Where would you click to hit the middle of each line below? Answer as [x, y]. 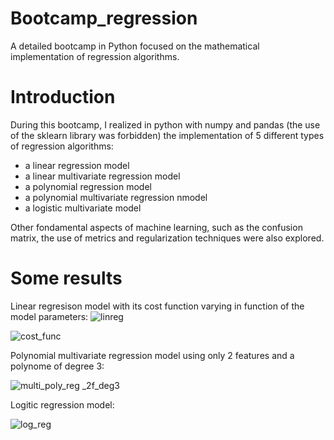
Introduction [63, 97]
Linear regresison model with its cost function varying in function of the [157, 306]
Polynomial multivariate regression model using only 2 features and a [152, 355]
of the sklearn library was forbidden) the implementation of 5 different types [167, 135]
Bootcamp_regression [104, 18]
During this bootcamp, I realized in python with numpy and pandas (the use [165, 124]
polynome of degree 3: [57, 366]
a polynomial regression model [88, 186]
